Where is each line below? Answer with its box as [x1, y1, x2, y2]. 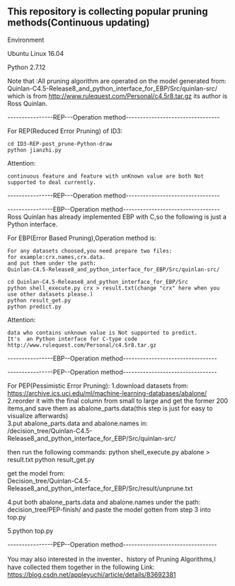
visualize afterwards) [7, 411, 69, 420]
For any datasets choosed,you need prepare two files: [7, 247, 173, 254]
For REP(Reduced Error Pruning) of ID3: [7, 127, 122, 135]
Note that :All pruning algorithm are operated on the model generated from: [7, 76, 227, 85]
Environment [7, 35, 45, 44]
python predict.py [7, 303, 62, 310]
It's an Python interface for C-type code [7, 335, 138, 343]
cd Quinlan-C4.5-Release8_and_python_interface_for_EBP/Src [7, 278, 189, 285]
